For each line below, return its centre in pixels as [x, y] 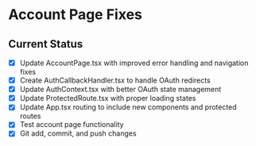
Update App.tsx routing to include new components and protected [128, 107]
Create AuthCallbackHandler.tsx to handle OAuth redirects [115, 80]
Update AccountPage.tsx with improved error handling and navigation [134, 63]
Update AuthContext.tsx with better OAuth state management [120, 90]
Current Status [46, 44]
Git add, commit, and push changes [78, 133]
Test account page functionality [72, 125]
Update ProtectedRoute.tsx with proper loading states [108, 98]
